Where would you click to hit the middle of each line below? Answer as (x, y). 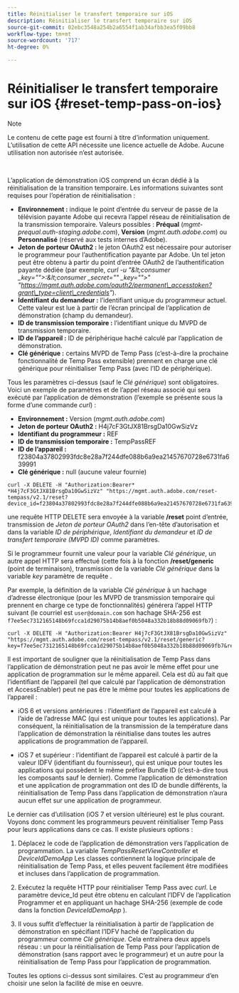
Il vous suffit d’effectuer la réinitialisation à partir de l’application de (116, 924)
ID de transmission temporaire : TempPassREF (87, 441)
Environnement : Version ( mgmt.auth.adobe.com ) (91, 419)
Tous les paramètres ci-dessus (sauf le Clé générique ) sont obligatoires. (113, 382)
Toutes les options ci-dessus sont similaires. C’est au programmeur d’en (113, 975)
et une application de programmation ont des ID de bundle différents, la (122, 785)
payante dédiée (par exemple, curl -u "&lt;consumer (94, 270)
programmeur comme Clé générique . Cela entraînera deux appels (114, 939)
